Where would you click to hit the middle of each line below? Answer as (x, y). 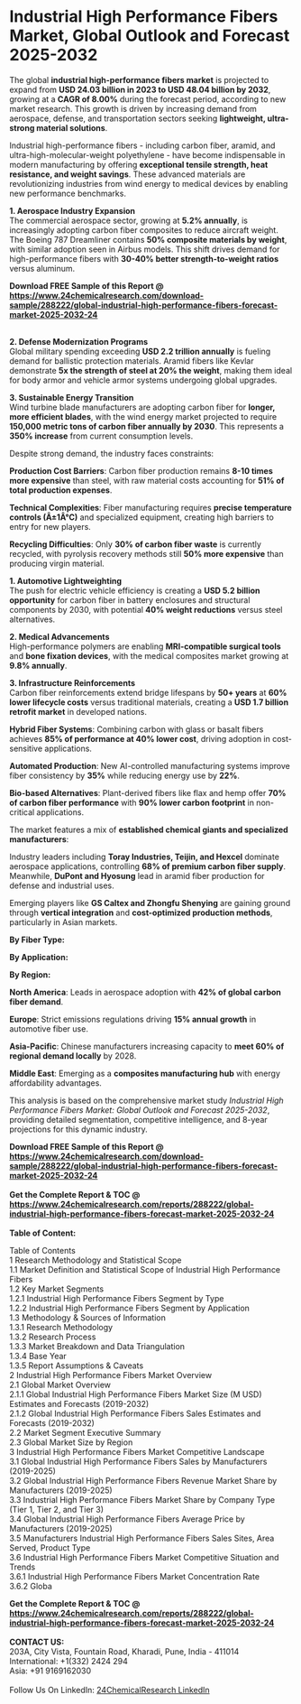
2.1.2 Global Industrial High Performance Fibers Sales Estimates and (135, 1413)
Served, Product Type (50, 1547)
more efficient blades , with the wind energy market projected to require (143, 416)
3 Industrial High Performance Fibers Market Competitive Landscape (137, 1451)
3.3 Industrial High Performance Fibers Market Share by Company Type (142, 1499)
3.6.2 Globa (31, 1586)
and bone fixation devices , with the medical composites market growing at (149, 655)
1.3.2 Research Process (53, 1337)
